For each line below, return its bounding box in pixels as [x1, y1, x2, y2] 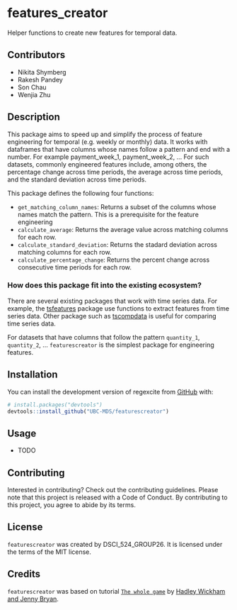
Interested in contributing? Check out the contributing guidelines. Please [7, 486, 219, 494]
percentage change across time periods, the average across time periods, [7, 167, 224, 176]
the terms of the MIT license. [7, 548, 92, 556]
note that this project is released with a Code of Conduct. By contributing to [7, 493, 228, 501]
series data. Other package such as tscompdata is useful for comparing [7, 311, 217, 320]
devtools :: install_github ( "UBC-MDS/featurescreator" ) [7, 408, 170, 415]
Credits [7, 568, 41, 580]
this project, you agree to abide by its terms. [7, 501, 136, 509]
